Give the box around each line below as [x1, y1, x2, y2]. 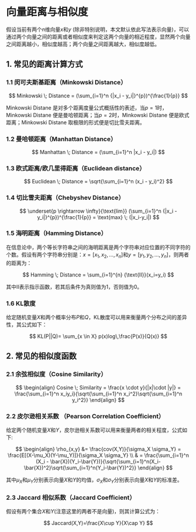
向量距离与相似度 [6, 5, 89, 19]
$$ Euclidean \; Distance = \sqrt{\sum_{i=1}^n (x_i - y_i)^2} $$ [23, 178, 173, 185]
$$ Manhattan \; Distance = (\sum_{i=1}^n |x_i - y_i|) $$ [32, 148, 165, 155]
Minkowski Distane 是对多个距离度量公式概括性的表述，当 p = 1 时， [6, 104, 168, 111]
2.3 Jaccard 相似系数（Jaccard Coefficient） [6, 493, 136, 502]
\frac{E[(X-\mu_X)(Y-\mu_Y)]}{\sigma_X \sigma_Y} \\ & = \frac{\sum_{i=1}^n [8, 452, 189, 459]
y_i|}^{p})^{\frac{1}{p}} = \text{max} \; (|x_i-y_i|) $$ [37, 213, 160, 220]
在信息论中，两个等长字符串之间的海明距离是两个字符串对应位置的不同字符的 [6, 244, 191, 251]
